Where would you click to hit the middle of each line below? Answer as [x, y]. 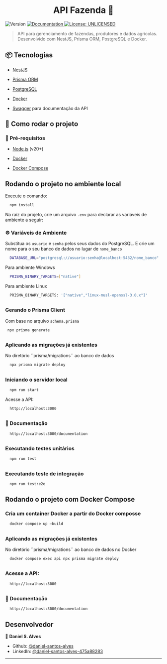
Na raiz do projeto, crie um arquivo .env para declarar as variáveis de [76, 215]
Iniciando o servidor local [37, 380]
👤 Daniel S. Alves [23, 637]
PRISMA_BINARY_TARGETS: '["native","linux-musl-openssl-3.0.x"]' [79, 295]
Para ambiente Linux [26, 286]
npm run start [24, 390]
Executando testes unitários [40, 448]
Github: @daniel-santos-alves [43, 646]
